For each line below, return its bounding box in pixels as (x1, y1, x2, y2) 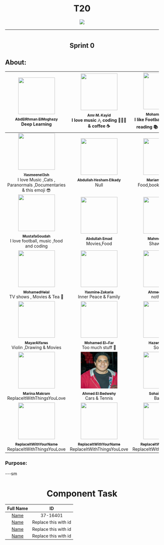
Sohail (148, 391, 160, 396)
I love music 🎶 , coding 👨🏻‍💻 (71, 117, 127, 123)
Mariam (146, 178, 160, 183)
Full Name (7, 505, 28, 511)
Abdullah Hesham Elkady (77, 178, 121, 183)
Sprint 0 (69, 42, 95, 50)
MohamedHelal (23, 289, 50, 295)
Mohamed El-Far (84, 340, 114, 345)
